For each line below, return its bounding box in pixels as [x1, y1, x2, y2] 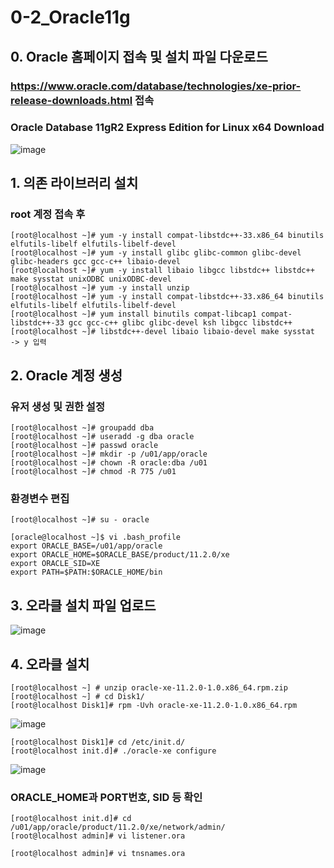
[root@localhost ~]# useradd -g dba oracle [10, 432, 195, 442]
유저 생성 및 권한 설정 [10, 399, 105, 413]
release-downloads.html [10, 93, 133, 107]
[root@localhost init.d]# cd [10, 814, 132, 824]
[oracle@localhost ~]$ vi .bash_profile [10, 532, 182, 543]
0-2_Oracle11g [10, 6, 131, 29]
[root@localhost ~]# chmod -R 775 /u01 [10, 467, 177, 477]
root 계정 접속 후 [10, 207, 86, 221]
